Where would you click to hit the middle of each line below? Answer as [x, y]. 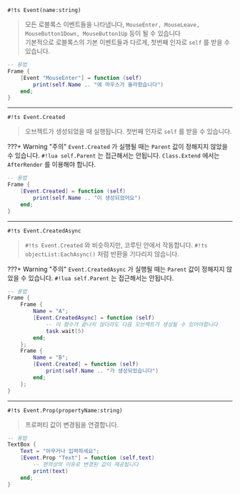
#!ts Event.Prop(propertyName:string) [65, 410]
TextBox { [22, 445]
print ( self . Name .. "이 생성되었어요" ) [87, 198]
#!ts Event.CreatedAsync [44, 231]
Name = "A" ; [51, 311]
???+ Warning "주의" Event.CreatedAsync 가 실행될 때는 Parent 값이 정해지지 [116, 269]
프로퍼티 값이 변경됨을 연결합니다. [72, 424]
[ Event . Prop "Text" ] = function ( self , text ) [87, 458]
